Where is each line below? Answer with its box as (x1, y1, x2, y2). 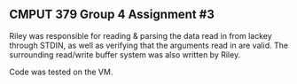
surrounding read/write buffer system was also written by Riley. (9, 49, 241, 60)
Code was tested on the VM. (9, 66, 113, 77)
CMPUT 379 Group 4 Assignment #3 (9, 7, 215, 22)
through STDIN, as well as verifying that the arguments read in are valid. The (9, 40, 289, 50)
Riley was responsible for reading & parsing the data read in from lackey (9, 30, 272, 41)
